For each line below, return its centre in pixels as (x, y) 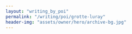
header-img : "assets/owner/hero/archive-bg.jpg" (66, 22)
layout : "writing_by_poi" (37, 11)
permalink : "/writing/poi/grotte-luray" (56, 17)
